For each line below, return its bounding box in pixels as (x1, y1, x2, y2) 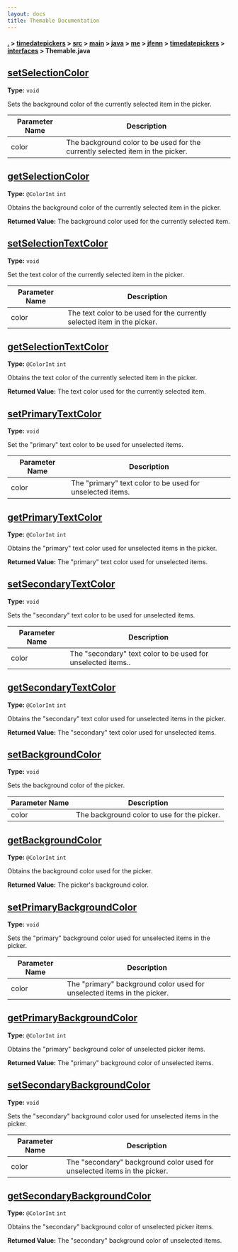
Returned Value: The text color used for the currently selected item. (7, 387, 207, 396)
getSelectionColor (7, 171, 90, 183)
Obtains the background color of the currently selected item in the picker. (7, 203, 222, 212)
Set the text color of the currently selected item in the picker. (7, 270, 185, 279)
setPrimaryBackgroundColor (7, 901, 137, 913)
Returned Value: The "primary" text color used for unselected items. (7, 557, 208, 566)
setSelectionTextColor (7, 237, 108, 249)
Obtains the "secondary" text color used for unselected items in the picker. (7, 714, 226, 723)
